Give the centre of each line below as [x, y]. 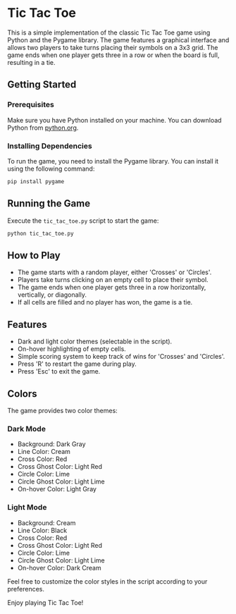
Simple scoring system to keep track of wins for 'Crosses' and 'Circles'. [121, 357]
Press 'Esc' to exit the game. [59, 372]
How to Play [34, 255]
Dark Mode [26, 429]
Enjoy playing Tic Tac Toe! [45, 602]
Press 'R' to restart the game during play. [77, 364]
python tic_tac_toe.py [41, 233]
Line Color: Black [42, 530]
